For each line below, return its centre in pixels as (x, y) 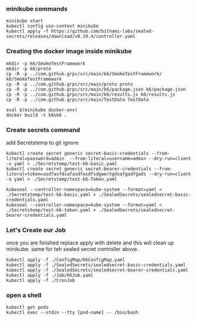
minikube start (25, 21)
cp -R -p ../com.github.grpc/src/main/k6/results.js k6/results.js (91, 94)
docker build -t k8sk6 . (37, 115)
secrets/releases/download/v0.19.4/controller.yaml (71, 37)
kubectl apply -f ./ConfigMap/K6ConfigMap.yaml (66, 260)
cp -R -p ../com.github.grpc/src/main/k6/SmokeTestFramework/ (84, 74)
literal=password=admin (35, 158)
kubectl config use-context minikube (52, 26)
